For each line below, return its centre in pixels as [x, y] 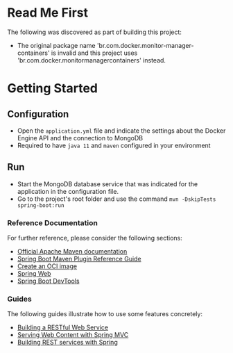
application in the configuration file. [68, 191]
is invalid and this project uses [94, 53]
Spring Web [34, 274]
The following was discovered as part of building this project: [95, 32]
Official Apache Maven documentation [72, 252]
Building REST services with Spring [67, 343]
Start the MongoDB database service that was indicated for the [107, 184]
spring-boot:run [41, 205]
